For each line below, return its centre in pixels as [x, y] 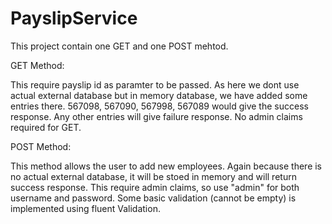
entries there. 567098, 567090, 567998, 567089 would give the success [159, 106]
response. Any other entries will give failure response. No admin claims [156, 116]
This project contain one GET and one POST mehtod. [119, 46]
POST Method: [41, 146]
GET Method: [37, 65]
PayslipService [74, 18]
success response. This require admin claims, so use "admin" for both [155, 187]
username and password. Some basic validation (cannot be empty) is [153, 198]
